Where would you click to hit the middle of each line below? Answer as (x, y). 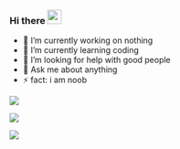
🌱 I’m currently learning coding (81, 50)
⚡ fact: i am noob (55, 80)
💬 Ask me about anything (70, 69)
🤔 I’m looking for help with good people (96, 60)
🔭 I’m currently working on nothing (88, 40)
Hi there (27, 20)
